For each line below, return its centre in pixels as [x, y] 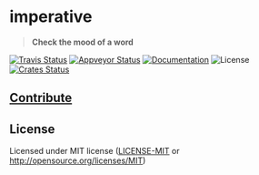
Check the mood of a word [82, 42]
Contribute [41, 98]
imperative [51, 17]
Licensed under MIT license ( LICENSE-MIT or [95, 151]
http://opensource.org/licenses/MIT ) [78, 160]
